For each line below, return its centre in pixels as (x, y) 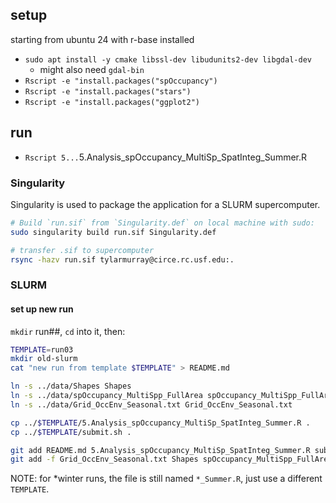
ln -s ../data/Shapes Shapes (71, 386)
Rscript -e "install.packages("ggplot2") (112, 102)
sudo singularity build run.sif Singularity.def (113, 232)
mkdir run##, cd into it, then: (68, 331)
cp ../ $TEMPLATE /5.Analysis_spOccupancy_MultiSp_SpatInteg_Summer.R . (160, 423)
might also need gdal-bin (92, 69)
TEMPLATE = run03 (42, 349)
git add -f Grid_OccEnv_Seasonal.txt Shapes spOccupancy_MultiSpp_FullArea (171, 459)
